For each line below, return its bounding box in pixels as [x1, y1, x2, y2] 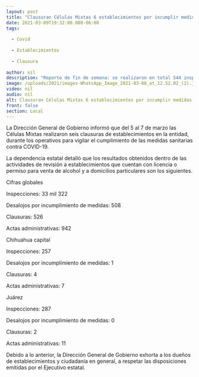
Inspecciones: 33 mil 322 [6, 191, 68, 198]
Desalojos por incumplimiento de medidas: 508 [6, 202, 121, 209]
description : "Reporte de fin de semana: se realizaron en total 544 [6, 75, 182, 81]
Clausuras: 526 [6, 213, 43, 220]
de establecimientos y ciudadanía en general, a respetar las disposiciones [6, 357, 187, 365]
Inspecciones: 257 [6, 248, 52, 255]
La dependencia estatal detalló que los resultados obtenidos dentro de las [6, 155, 187, 162]
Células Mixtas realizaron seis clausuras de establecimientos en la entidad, [6, 131, 190, 138]
